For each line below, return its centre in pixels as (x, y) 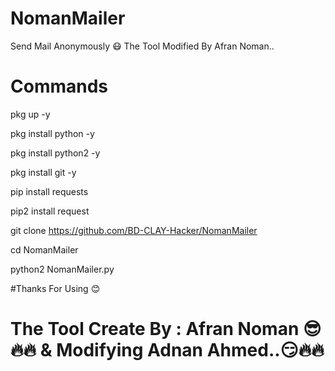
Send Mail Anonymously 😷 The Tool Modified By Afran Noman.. (142, 46)
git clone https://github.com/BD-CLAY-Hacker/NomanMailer (134, 230)
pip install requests (49, 191)
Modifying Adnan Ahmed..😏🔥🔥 (190, 350)
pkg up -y (30, 114)
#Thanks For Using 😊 (55, 288)
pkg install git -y (43, 172)
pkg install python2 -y (55, 153)
